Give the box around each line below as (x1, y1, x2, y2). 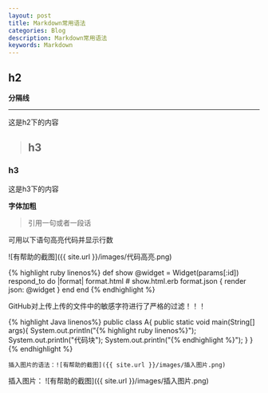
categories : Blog (8, 26, 66, 34)
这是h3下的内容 (8, 184, 59, 194)
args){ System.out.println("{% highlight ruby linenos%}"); (8, 325, 197, 335)
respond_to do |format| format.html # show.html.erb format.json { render (8, 276, 246, 285)
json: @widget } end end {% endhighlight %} (8, 285, 156, 294)
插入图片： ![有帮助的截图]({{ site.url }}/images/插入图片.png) (8, 375, 209, 385)
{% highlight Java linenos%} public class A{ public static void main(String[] (8, 316, 255, 327)
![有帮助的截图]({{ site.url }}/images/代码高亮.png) (8, 252, 172, 261)
